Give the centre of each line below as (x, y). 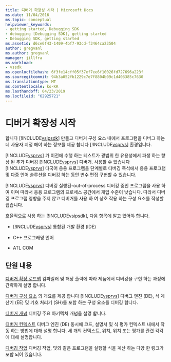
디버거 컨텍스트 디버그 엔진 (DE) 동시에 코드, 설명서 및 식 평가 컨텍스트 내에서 (82, 325)
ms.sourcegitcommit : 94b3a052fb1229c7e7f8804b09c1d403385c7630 (74, 77)
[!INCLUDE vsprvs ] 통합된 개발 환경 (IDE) (54, 227)
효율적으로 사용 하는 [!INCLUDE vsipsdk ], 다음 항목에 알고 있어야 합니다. (78, 216)
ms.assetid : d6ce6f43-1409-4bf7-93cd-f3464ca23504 (61, 44)
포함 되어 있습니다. (24, 354)
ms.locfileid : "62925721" (33, 96)
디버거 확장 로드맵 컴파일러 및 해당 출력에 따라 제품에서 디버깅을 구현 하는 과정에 (85, 279)
